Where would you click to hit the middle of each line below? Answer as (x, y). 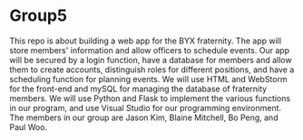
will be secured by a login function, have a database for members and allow (151, 60)
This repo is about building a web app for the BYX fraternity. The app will (146, 41)
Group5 (39, 16)
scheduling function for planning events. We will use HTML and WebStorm (148, 79)
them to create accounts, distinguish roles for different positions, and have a (152, 70)
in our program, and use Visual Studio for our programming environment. (146, 107)
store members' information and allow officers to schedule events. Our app (150, 50)
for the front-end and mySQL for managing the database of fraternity (138, 89)
